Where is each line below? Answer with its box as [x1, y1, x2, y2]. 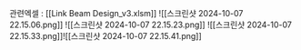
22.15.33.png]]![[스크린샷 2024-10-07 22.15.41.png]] [9, 31, 202, 41]
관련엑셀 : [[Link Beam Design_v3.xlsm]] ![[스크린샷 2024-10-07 [9, 8, 244, 18]
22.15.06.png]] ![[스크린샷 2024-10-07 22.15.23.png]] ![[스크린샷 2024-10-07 [9, 19, 293, 30]
